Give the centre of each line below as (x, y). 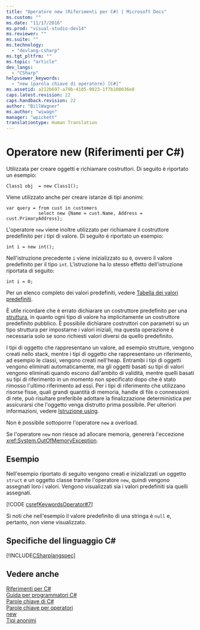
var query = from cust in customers (52, 208)
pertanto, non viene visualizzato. (46, 522)
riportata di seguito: (30, 271)
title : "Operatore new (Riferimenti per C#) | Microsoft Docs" (87, 12)
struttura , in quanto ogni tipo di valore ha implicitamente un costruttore (93, 317)
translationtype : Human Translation (52, 123)
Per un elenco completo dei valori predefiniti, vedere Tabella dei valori (92, 293)
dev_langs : (20, 67)
